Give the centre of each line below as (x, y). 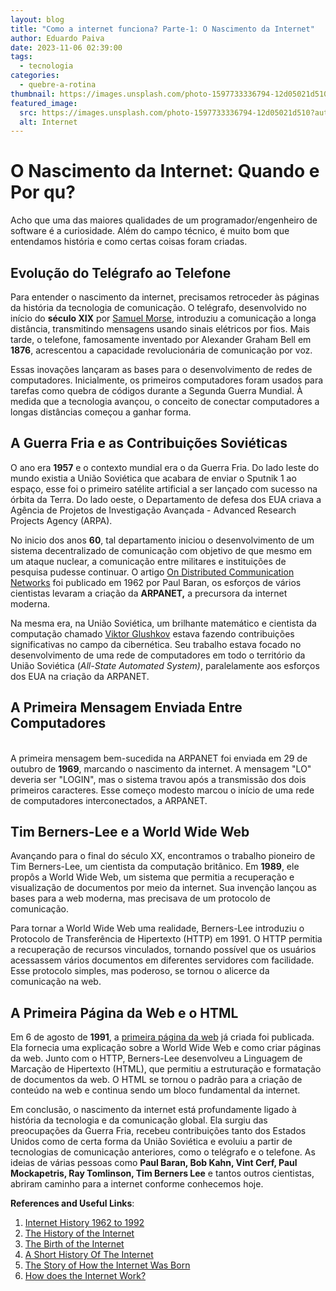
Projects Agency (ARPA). (61, 520)
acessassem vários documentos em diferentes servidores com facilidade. (162, 960)
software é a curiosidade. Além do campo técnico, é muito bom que (150, 231)
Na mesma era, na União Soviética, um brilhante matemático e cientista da (163, 623)
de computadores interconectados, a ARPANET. (109, 800)
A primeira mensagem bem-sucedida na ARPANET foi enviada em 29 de (159, 758)
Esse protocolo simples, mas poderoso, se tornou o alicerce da (140, 971)
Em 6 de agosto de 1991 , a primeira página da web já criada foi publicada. (162, 1037)
